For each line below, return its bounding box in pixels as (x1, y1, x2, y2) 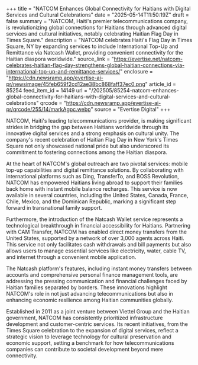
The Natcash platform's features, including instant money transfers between (6, 265, 192, 272)
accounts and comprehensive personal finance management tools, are (6, 271, 178, 278)
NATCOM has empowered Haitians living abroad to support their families (6, 179, 183, 186)
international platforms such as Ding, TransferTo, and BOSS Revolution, (6, 173, 179, 180)
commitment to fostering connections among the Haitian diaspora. (6, 149, 168, 156)
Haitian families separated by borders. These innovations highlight (6, 284, 167, 291)
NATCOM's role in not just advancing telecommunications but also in (6, 290, 173, 297)
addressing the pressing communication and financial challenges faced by (6, 278, 187, 284)
